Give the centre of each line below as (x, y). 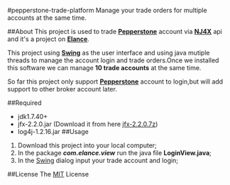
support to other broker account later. (62, 89)
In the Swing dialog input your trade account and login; (98, 160)
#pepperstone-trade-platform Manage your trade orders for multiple (107, 10)
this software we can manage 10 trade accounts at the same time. (104, 68)
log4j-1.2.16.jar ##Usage (53, 131)
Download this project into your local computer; (87, 145)
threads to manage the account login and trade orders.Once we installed (113, 60)
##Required (24, 103)
